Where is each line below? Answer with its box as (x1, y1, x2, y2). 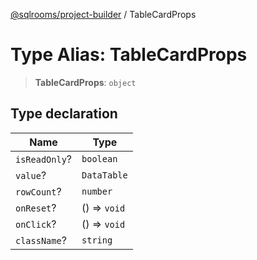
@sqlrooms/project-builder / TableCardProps (10, 9, 197, 20)
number (81, 185, 113, 197)
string (81, 234, 113, 246)
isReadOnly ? (15, 152, 73, 166)
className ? (15, 233, 67, 247)
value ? (15, 168, 47, 182)
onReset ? (15, 200, 57, 214)
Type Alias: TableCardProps (10, 44, 248, 66)
